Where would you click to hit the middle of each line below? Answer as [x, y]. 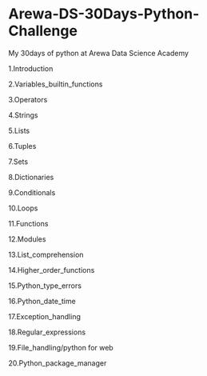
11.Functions [28, 223]
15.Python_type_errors [45, 286]
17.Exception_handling [45, 316]
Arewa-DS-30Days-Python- [104, 14]
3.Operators [28, 99]
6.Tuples [22, 146]
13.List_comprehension [46, 254]
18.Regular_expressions [47, 332]
